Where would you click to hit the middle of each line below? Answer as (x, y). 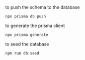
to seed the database (27, 44)
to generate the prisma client (35, 25)
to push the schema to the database (42, 7)
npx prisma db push (26, 16)
